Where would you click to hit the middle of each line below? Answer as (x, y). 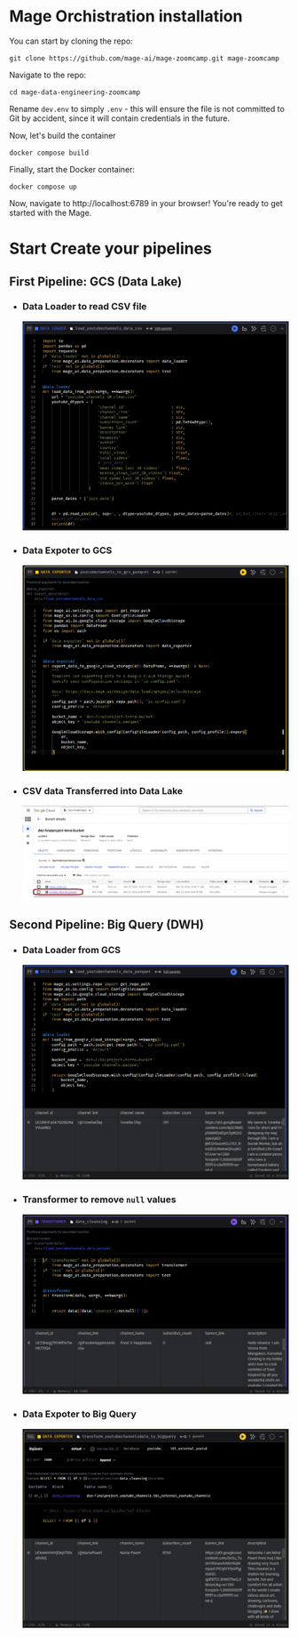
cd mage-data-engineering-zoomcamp (75, 92)
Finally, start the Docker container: (72, 169)
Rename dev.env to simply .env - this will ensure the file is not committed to (147, 108)
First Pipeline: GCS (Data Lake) (96, 281)
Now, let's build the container (63, 135)
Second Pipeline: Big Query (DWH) (106, 925)
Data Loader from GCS (71, 951)
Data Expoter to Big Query (79, 1414)
